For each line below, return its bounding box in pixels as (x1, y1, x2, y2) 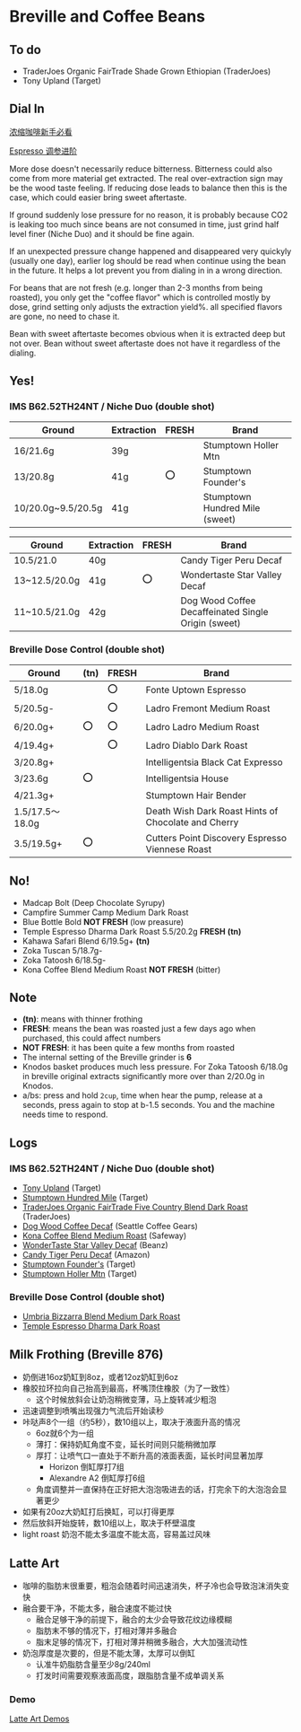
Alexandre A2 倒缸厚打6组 (48, 1473, 146, 1483)
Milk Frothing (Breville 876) (9, 1347, 164, 1362)
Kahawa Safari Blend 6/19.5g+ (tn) (21, 936, 150, 946)
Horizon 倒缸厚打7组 (48, 1462, 125, 1473)
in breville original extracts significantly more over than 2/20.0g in (21, 1071, 265, 1082)
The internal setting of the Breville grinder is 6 (21, 1052, 193, 1063)
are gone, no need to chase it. (9, 311, 120, 321)
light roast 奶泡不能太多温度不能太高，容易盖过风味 (21, 1529, 211, 1540)
